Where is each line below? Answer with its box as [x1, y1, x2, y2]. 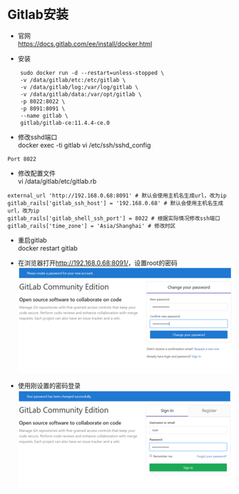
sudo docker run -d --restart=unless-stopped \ [20, 69, 164, 76]
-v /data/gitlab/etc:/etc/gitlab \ [20, 76, 126, 84]
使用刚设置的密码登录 [17, 381, 81, 390]
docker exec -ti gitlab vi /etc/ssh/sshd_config [17, 141, 151, 149]
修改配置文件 [17, 168, 56, 177]
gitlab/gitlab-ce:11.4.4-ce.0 [20, 119, 111, 126]
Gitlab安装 [7, 6, 69, 23]
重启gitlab [17, 236, 48, 244]
